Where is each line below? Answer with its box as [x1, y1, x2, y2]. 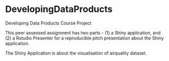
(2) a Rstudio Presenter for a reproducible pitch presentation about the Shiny [5, 35, 164, 41]
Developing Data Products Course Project [5, 20, 92, 26]
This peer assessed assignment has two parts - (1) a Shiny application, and [5, 29, 161, 35]
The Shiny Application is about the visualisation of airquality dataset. [5, 50, 147, 56]
